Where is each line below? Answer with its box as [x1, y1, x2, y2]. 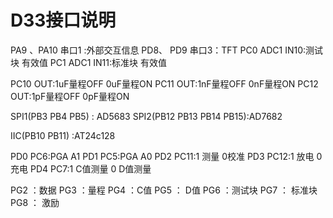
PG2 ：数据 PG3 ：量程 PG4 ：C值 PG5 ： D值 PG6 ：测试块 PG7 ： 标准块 [10, 184, 318, 196]
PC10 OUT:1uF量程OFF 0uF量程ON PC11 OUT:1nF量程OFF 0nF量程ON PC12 [10, 77, 319, 90]
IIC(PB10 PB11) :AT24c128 [10, 129, 116, 141]
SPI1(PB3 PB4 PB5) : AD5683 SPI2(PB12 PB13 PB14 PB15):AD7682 [10, 110, 283, 122]
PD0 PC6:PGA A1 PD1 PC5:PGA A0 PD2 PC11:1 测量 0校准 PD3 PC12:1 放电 [10, 150, 315, 162]
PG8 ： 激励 [10, 196, 60, 208]
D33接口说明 [10, 9, 117, 32]
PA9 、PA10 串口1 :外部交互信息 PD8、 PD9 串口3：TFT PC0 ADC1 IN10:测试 [10, 44, 324, 56]
